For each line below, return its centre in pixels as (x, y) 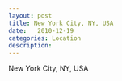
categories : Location (45, 38)
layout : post (30, 16)
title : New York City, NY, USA (61, 23)
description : (30, 46)
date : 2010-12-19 (41, 30)
